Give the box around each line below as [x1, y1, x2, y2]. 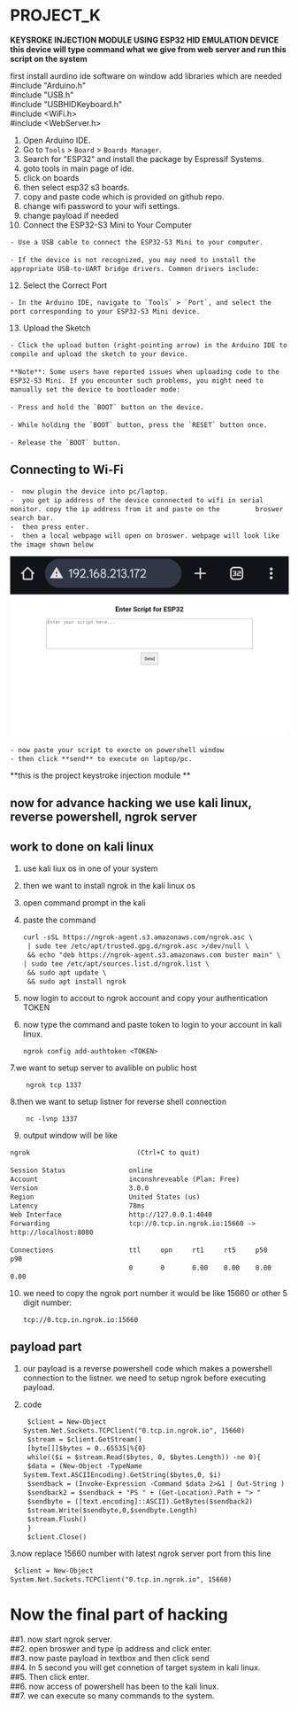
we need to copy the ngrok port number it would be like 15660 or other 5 [22, 1287, 288, 1298]
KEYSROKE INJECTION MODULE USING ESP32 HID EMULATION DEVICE [10, 35, 279, 45]
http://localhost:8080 [10, 1228, 94, 1237]
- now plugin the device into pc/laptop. [10, 486, 169, 496]
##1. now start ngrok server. [10, 1634, 113, 1644]
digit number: [22, 1297, 73, 1308]
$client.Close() [27, 1532, 88, 1542]
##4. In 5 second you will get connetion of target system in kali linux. [10, 1662, 261, 1673]
